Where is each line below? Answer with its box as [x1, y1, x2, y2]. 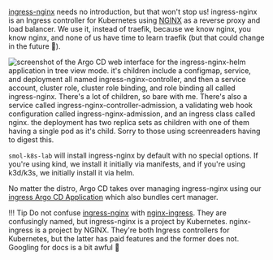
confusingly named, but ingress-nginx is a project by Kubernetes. [8, 217, 227, 226]
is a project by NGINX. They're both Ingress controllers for [35, 225, 230, 235]
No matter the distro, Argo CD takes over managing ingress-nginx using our [8, 184, 262, 193]
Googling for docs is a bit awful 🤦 [8, 243, 120, 252]
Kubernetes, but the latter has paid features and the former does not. [8, 234, 240, 243]
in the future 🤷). [8, 41, 61, 51]
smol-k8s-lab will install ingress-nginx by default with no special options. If [8, 150, 258, 160]
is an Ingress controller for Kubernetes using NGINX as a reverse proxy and [8, 15, 261, 25]
